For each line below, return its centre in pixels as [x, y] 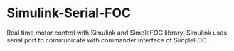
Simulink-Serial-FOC [69, 13]
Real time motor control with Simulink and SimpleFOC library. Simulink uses [117, 33]
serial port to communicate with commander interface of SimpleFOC [107, 40]
